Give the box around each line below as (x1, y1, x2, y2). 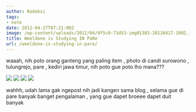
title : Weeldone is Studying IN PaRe (6, 36, 98, 41)
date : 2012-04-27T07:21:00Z (6, 24, 75, 31)
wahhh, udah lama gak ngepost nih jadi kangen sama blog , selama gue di (6, 86, 184, 93)
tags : (6, 14, 19, 20)
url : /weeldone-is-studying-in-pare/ (6, 41, 98, 47)
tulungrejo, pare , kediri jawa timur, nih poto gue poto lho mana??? (6, 63, 164, 70)
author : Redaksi (6, 8, 45, 15)
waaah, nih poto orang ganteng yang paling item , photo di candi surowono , (6, 57, 190, 64)
